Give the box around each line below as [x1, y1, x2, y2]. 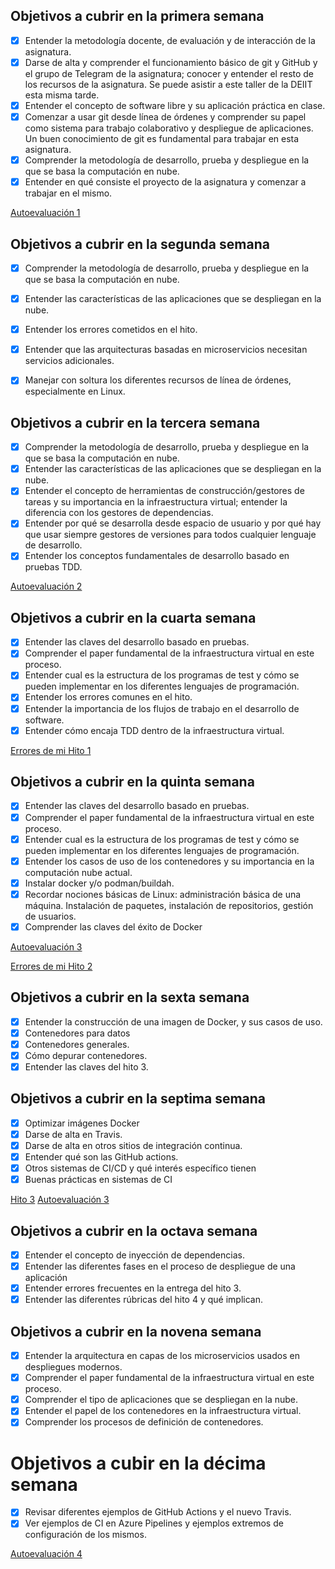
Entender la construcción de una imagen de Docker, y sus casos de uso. [24, 1015, 323, 1028]
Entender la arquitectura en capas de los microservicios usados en [24, 1350, 300, 1362]
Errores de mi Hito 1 [10, 744, 92, 756]
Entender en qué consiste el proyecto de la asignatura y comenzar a [24, 176, 307, 188]
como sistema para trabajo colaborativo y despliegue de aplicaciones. [24, 122, 314, 134]
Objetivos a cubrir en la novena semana [10, 1323, 262, 1340]
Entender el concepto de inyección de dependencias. [24, 1249, 245, 1261]
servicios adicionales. [24, 355, 115, 367]
